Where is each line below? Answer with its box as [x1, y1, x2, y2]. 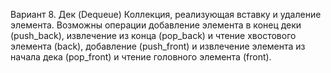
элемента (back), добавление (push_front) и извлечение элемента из [10, 40, 306, 52]
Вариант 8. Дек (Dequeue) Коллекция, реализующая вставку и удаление [10, 9, 322, 20]
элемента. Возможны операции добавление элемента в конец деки [10, 19, 302, 31]
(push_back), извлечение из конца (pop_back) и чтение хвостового [10, 30, 297, 41]
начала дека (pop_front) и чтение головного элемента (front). [10, 51, 272, 63]
